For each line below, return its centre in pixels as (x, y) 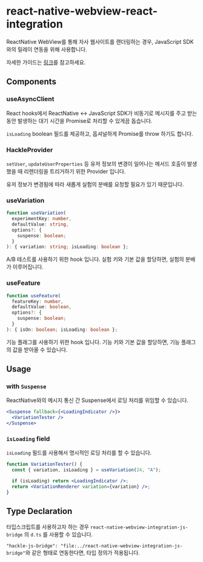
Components (31, 82)
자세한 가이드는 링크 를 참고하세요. (46, 62)
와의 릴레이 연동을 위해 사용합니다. (47, 49)
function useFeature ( (34, 296)
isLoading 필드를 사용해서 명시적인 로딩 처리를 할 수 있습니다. (79, 453)
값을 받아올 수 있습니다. (40, 349)
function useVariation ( (36, 213)
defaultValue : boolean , (42, 307)
